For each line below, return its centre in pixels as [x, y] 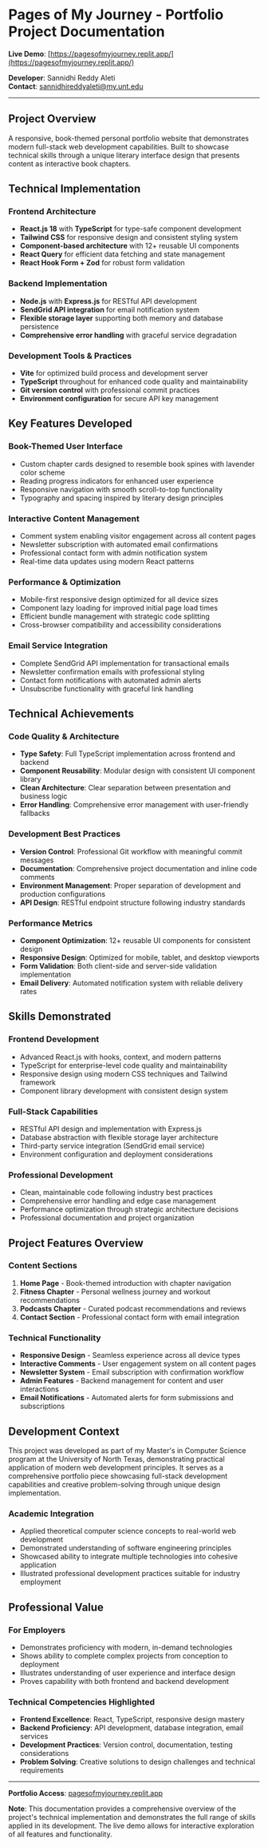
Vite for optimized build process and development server [114, 373]
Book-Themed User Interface [66, 447]
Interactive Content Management [74, 519]
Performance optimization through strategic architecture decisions [129, 1209]
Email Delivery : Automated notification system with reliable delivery [131, 983]
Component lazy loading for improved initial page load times [118, 608]
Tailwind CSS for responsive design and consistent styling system [129, 237]
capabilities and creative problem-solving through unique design [114, 1484]
